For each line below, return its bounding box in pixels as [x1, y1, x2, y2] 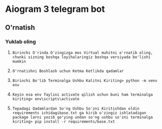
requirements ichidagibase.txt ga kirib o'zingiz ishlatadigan [12, 110, 147, 115]
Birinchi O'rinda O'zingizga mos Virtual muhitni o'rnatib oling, [12, 50, 153, 55]
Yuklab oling [5, 38, 36, 45]
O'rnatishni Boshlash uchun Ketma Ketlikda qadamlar [12, 68, 124, 73]
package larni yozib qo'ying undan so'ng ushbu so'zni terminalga [12, 115, 153, 120]
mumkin [12, 59, 26, 64]
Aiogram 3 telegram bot [5, 3, 105, 15]
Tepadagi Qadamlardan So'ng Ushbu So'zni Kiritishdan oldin [12, 106, 140, 111]
